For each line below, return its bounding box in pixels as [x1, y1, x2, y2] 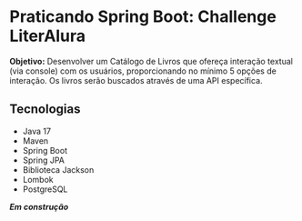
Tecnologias [9, 102, 81, 117]
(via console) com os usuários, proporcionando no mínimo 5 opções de [9, 65, 277, 76]
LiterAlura [9, 25, 86, 46]
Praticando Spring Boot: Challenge [9, 6, 277, 27]
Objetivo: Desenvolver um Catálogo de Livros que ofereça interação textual [9, 55, 294, 66]
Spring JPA [22, 155, 65, 166]
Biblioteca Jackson [22, 164, 95, 175]
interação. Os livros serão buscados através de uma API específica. [9, 75, 263, 85]
